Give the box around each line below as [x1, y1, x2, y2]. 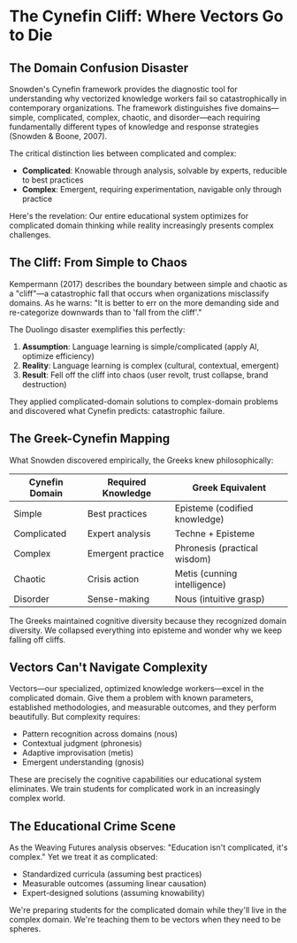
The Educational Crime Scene [9, 818, 177, 834]
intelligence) [174, 578, 227, 590]
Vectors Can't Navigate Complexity [9, 660, 208, 675]
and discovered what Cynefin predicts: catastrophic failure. [9, 405, 225, 416]
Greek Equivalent [192, 481, 267, 494]
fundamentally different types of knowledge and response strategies [9, 121, 259, 132]
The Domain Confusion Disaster [9, 60, 189, 75]
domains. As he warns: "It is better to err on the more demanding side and [9, 297, 279, 308]
